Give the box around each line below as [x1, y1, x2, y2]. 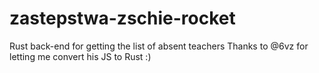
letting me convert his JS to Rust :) [9, 50, 152, 62]
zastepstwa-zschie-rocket [9, 7, 236, 30]
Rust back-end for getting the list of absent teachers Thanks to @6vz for [9, 40, 309, 52]
